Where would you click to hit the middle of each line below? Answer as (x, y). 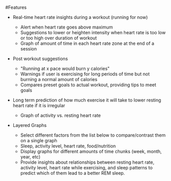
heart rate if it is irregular (39, 106)
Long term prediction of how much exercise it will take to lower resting (87, 100)
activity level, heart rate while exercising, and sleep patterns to (86, 167)
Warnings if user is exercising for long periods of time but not (85, 74)
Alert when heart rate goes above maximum (67, 27)
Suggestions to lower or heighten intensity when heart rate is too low (93, 32)
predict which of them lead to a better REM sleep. (73, 173)
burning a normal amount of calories (59, 79)
